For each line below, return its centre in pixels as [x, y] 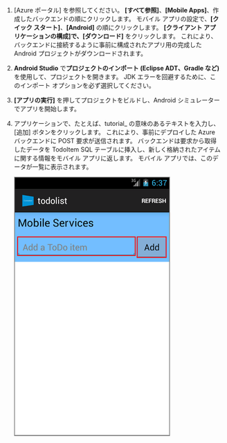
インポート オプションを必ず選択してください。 [87, 85]
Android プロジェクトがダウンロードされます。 [80, 53]
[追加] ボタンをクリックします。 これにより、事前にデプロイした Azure [115, 132]
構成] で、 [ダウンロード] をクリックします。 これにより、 [137, 36]
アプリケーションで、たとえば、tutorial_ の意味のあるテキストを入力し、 [117, 124]
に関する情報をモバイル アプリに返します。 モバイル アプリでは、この [113, 158]
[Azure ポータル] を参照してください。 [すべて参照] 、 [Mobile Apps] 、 [113, 10]
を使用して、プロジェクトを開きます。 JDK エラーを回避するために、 [112, 77]
